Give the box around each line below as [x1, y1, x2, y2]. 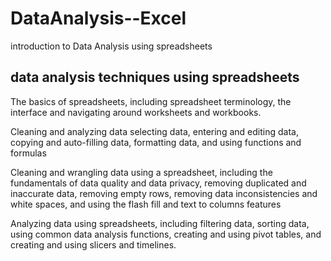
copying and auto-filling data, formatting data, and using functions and [10, 136, 302, 148]
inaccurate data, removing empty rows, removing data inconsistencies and [10, 187, 318, 199]
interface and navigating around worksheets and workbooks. [10, 106, 262, 118]
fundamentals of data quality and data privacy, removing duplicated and [10, 177, 307, 189]
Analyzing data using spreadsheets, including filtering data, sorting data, [10, 217, 310, 229]
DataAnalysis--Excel [10, 7, 187, 30]
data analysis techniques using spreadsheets [10, 69, 300, 86]
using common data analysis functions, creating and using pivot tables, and [10, 228, 322, 240]
